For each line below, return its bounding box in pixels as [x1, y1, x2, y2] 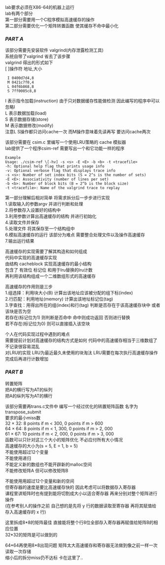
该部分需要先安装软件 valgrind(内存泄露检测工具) [5, 47, 104, 53]
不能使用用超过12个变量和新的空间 [5, 478, 75, 484]
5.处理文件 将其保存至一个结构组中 [5, 226, 75, 232]
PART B [5, 368, 23, 375]
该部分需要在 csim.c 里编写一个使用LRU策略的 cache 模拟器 [5, 139, 127, 145]
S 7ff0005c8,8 [7, 88, 36, 94]
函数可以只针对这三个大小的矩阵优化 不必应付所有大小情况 [5, 437, 123, 443]
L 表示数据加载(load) [5, 110, 47, 116]
